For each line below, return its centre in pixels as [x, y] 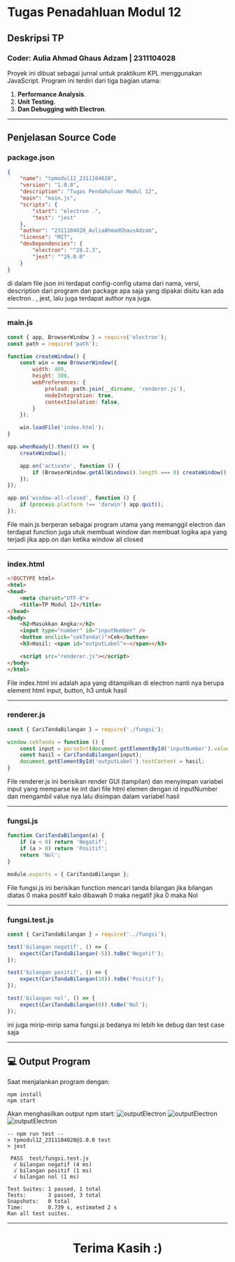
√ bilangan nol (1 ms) [47, 1177]
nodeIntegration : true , [79, 395]
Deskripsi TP [36, 38]
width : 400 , [50, 369]
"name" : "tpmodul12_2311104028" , [69, 179]
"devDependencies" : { [51, 244]
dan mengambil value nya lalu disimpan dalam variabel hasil [93, 796]
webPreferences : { [59, 382]
